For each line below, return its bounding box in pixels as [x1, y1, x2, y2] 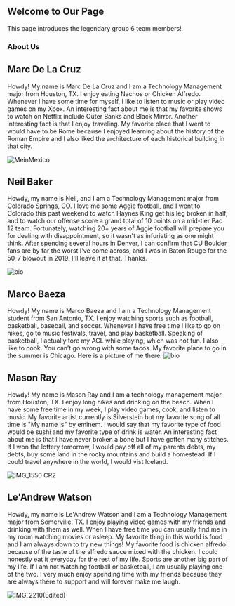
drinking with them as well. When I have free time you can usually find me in [7, 525, 227, 533]
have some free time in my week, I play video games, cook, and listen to [7, 405, 215, 414]
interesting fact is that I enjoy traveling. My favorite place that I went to [7, 119, 211, 128]
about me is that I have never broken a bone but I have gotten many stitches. [7, 435, 229, 443]
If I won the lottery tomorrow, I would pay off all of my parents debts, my [7, 442, 216, 451]
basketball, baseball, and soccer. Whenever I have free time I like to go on [7, 322, 221, 330]
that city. [7, 142, 33, 150]
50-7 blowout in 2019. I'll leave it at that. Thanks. [7, 254, 147, 263]
